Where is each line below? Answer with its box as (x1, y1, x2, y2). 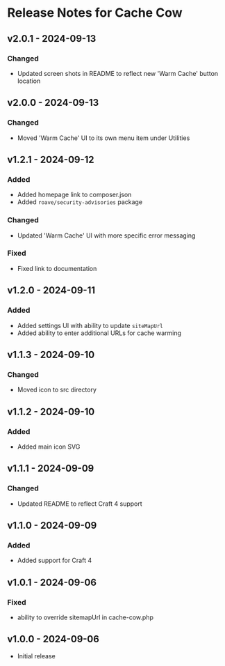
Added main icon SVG (17, 442, 81, 451)
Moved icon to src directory (17, 385, 97, 394)
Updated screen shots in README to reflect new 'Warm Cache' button (17, 69, 219, 77)
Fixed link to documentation (17, 264, 97, 272)
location (17, 77, 41, 85)
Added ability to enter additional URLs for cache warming (17, 329, 182, 337)
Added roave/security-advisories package (17, 198, 143, 206)
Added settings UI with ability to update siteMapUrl (17, 321, 163, 330)
